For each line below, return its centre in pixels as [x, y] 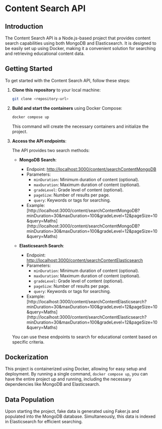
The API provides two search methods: [51, 150]
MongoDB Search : [38, 160]
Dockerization [27, 357]
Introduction [24, 26]
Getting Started [29, 69]
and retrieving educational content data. [45, 53]
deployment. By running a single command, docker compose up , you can [76, 374]
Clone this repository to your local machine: [56, 90]
